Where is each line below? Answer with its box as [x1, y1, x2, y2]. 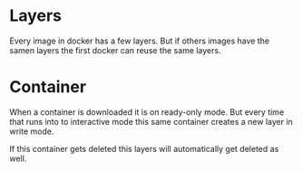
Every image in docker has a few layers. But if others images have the [9, 35, 270, 46]
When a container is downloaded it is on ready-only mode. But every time [9, 106, 285, 118]
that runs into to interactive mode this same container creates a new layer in [9, 116, 293, 127]
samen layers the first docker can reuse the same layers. [9, 44, 221, 55]
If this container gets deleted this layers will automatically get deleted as [9, 143, 279, 154]
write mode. [9, 126, 54, 137]
